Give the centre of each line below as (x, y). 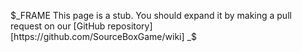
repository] (130, 26)
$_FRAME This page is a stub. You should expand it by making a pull (151, 15)
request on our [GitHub (58, 26)
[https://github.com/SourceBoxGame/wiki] (97, 36)
